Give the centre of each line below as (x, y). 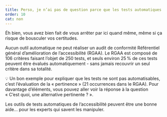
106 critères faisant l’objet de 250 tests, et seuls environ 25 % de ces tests (82, 58)
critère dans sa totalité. (29, 69)
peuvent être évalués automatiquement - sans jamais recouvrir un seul (78, 64)
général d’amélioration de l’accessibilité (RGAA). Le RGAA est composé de (82, 53)
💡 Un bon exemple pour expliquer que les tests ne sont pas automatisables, (83, 79)
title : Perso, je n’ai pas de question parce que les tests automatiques (83, 10)
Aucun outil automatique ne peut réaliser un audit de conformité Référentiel (83, 48)
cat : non (14, 19)
